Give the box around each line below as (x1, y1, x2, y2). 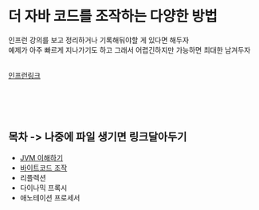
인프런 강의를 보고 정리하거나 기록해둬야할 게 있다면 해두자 (8, 35, 190, 45)
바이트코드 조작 (19, 163, 68, 172)
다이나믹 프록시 (19, 183, 68, 192)
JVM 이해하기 (19, 153, 64, 162)
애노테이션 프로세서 (19, 192, 80, 202)
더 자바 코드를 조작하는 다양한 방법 (8, 7, 218, 26)
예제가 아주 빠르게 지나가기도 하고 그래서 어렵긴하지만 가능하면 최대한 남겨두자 (8, 45, 251, 54)
